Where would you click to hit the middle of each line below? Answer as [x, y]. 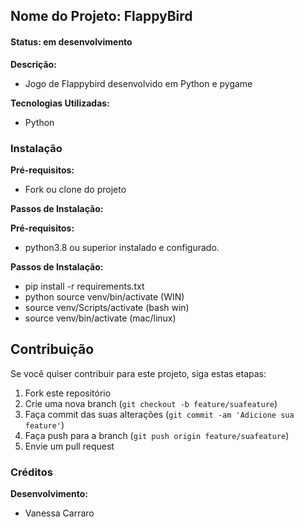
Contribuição [52, 349]
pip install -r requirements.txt [84, 286]
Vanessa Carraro [59, 513]
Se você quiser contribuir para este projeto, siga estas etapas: [138, 373]
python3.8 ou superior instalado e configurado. [122, 247]
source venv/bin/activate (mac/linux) [100, 318]
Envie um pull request [69, 446]
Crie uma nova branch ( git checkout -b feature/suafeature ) [151, 403]
